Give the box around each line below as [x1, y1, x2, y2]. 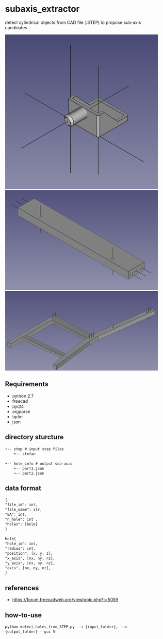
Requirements [5, 380, 49, 388]
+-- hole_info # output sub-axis [5, 461, 73, 466]
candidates [5, 24, 28, 30]
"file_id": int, [5, 503, 38, 507]
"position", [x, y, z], [5, 551, 53, 556]
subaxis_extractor [5, 3, 80, 15]
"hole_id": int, [5, 542, 38, 546]
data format [5, 484, 41, 492]
